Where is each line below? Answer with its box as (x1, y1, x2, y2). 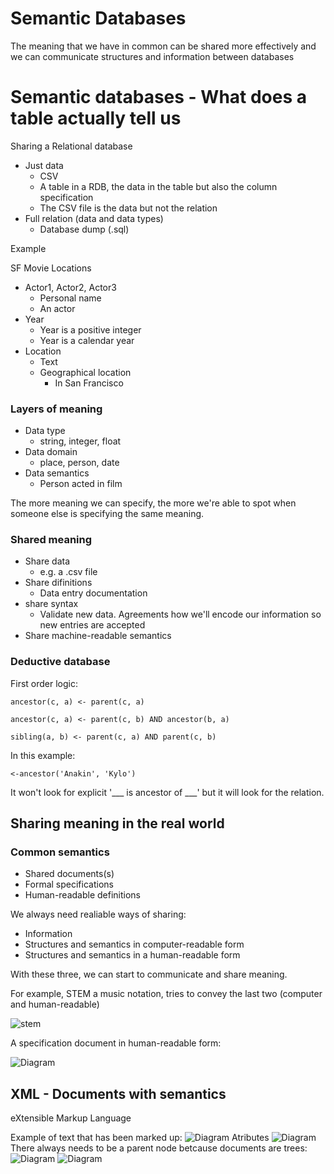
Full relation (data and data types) (24, 212, 164, 224)
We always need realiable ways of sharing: (10, 908, 187, 921)
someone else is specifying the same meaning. (10, 508, 205, 520)
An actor (39, 302, 76, 314)
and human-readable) (10, 998, 100, 1011)
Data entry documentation (39, 587, 148, 599)
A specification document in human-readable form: (10, 1037, 222, 1049)
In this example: (10, 749, 76, 761)
